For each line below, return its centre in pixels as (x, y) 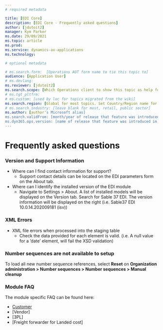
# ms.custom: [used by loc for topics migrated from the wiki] (70, 99)
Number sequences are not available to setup (60, 253)
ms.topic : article (24, 41)
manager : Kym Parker (26, 32)
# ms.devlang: (19, 81)
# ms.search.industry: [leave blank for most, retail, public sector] (78, 108)
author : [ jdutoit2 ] (25, 27)
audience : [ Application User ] (36, 76)
